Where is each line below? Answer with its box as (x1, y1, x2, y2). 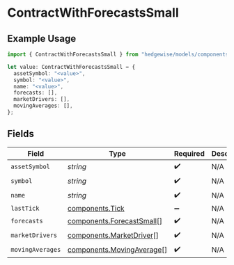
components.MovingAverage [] (67, 245, 168, 255)
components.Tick (67, 203, 125, 213)
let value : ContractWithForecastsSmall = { (7, 63, 136, 70)
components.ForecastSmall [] (67, 216, 162, 226)
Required (173, 148, 205, 158)
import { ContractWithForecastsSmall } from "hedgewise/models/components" (7, 51, 232, 58)
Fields (7, 128, 35, 140)
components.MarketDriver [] (67, 231, 159, 241)
